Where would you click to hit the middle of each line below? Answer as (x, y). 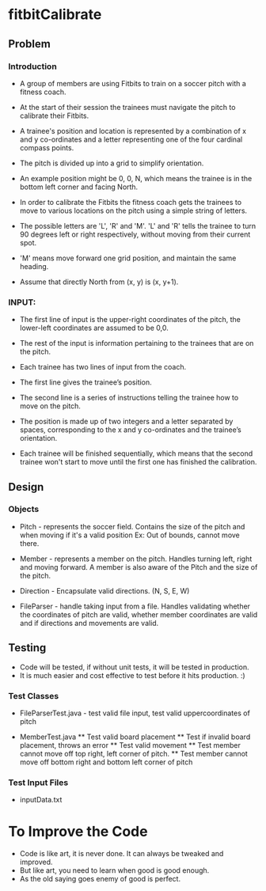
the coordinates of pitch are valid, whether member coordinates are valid (139, 614)
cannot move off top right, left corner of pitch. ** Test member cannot (133, 753)
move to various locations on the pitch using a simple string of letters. (133, 210)
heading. (34, 266)
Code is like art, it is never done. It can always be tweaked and (122, 854)
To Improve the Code (78, 832)
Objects (24, 510)
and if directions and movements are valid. (89, 623)
